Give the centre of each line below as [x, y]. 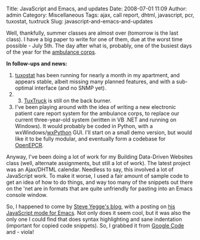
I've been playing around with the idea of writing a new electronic [95, 107]
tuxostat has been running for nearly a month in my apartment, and [97, 75]
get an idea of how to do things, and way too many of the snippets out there [99, 182]
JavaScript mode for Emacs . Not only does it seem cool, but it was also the [99, 213]
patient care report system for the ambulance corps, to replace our [97, 113]
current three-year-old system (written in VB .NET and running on [96, 120]
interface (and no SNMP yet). [70, 88]
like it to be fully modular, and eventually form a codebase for [90, 139]
